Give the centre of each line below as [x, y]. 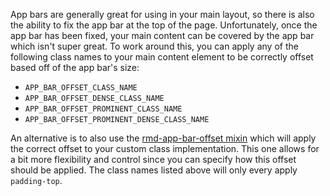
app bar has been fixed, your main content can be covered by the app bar [162, 35]
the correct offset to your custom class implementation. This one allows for [165, 148]
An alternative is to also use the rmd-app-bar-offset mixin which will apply [163, 138]
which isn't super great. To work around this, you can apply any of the [154, 46]
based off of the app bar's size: [75, 67]
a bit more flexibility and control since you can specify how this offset [153, 159]
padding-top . [36, 180]
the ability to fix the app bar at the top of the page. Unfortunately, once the [164, 25]
